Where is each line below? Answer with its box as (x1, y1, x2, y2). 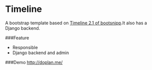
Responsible (12, 44, 38, 50)
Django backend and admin (12, 50, 69, 56)
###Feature (5, 35, 29, 41)
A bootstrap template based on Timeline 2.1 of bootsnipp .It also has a (5, 20, 147, 26)
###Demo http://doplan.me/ (5, 59, 63, 65)
